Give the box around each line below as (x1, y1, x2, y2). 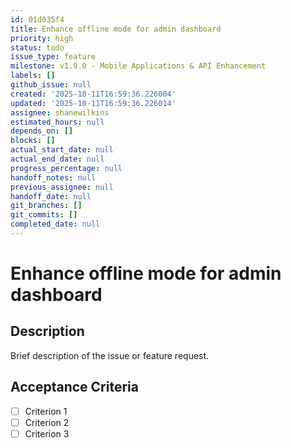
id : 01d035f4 (10, 14, 65, 25)
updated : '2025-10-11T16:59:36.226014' (10, 98, 177, 108)
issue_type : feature (10, 52, 97, 62)
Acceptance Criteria (10, 379, 139, 396)
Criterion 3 (24, 427, 70, 440)
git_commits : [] (10, 210, 78, 220)
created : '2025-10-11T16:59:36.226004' (10, 89, 177, 99)
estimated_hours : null (10, 117, 105, 127)
